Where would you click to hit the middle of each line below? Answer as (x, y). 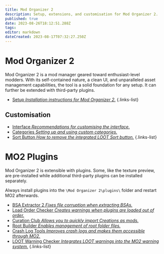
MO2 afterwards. (22, 195)
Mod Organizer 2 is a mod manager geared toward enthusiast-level (72, 74)
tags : (10, 28)
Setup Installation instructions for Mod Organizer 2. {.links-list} (75, 99)
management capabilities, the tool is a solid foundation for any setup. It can (81, 85)
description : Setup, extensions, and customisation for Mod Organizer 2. (82, 14)
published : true (21, 19)
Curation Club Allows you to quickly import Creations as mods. (75, 220)
